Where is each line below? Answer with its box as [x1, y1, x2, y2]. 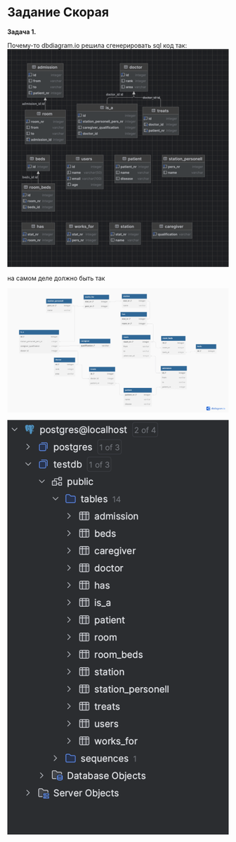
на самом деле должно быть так [7, 274, 105, 282]
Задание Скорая [7, 4, 110, 20]
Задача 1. [7, 27, 37, 36]
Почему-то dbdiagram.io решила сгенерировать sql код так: [7, 41, 188, 49]
